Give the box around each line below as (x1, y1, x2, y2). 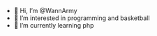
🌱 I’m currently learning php (13, 21, 94, 29)
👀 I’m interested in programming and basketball (13, 14, 150, 22)
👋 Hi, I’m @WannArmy (13, 7, 78, 15)
